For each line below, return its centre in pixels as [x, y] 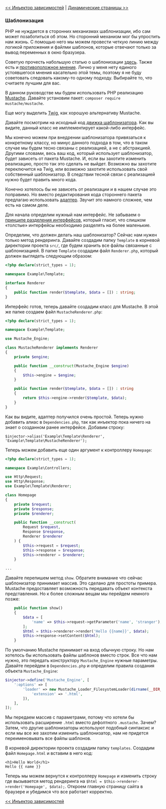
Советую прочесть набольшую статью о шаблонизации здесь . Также [79, 62]
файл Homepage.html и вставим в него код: [49, 753]
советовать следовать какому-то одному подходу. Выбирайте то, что [79, 78]
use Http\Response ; [25, 482]
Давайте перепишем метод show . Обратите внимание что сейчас [74, 578]
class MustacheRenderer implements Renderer [52, 348]
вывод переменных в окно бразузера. [45, 53]
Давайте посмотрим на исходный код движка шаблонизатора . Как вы [80, 123]
